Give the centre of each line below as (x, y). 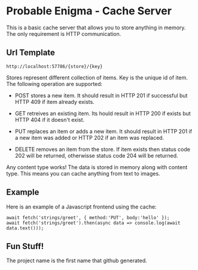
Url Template (31, 53)
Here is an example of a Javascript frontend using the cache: (81, 207)
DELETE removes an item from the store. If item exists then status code (102, 149)
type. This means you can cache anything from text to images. (83, 173)
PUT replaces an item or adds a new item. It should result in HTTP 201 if (103, 131)
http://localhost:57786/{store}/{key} (54, 66)
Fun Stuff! (25, 246)
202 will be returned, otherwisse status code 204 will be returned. (96, 155)
